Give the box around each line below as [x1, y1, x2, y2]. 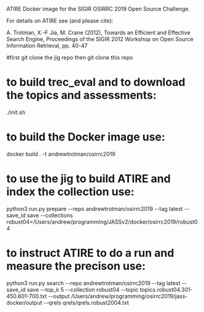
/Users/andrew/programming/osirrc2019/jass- [71, 292, 188, 300]
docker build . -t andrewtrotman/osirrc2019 [6, 150, 116, 158]
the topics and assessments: [6, 88, 157, 102]
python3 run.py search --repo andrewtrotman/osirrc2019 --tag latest [6, 279, 181, 287]
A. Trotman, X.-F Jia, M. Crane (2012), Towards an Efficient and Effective [6, 29, 190, 36]
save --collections [26, 211, 73, 219]
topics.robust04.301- [139, 286, 193, 293]
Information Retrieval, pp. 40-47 [6, 42, 88, 49]
